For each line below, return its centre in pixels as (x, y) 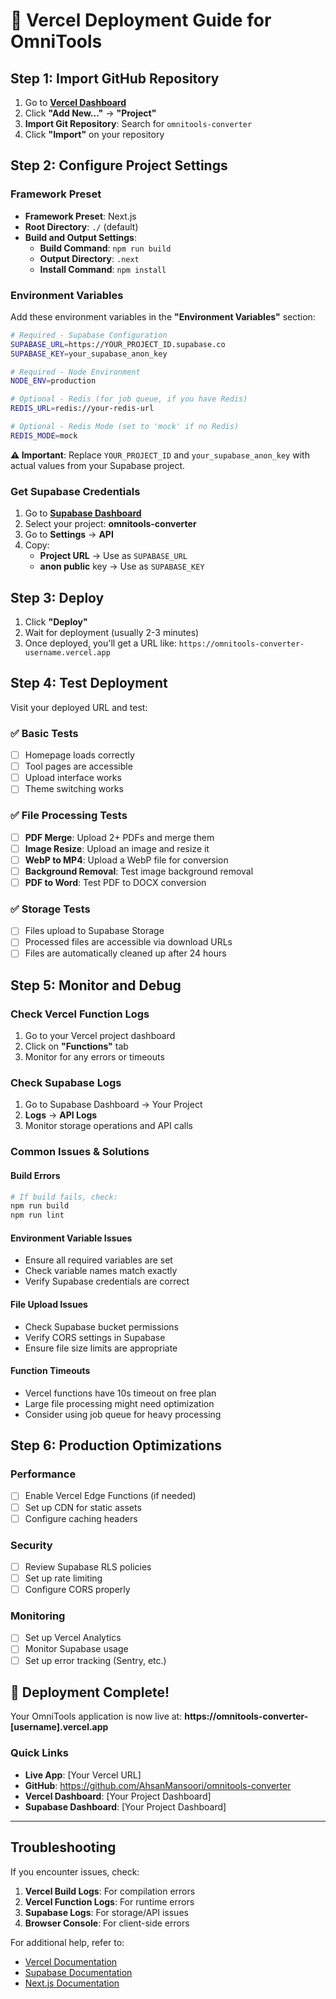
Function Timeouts (50, 1371)
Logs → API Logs (61, 1115)
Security (31, 1545)
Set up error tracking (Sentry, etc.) (95, 1660)
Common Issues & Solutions (80, 1152)
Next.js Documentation (72, 1983)
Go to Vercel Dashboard (75, 102)
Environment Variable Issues (71, 1238)
